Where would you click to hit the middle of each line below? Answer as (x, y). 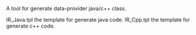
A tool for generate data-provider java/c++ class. (66, 8)
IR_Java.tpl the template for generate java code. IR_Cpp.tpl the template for (98, 20)
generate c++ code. (31, 26)
